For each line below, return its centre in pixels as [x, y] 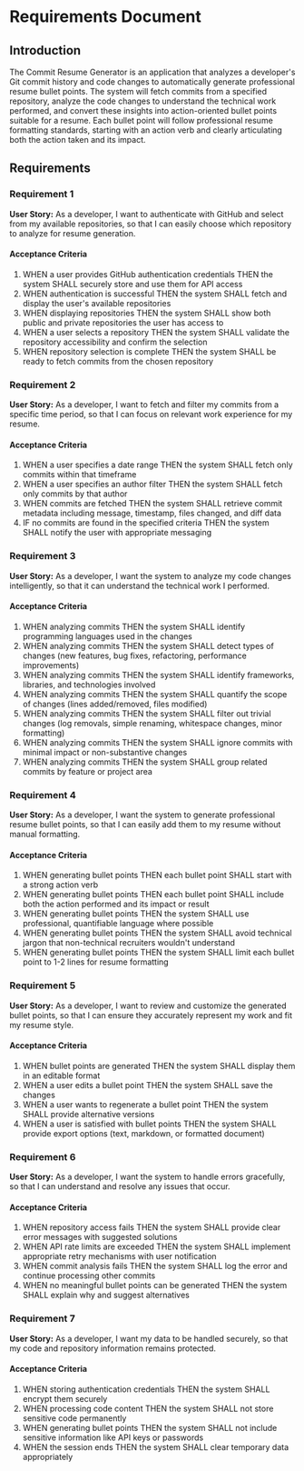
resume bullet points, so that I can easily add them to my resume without [145, 825]
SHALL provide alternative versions [88, 1114]
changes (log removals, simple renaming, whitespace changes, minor [152, 723]
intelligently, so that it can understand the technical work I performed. [140, 585]
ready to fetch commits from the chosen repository [118, 361]
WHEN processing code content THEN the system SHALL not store [148, 1408]
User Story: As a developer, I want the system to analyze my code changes [151, 575]
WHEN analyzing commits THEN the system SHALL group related [145, 762]
